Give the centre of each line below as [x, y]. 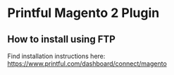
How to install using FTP [62, 39]
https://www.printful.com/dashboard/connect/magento [87, 64]
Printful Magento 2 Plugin [83, 13]
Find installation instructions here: [56, 56]
